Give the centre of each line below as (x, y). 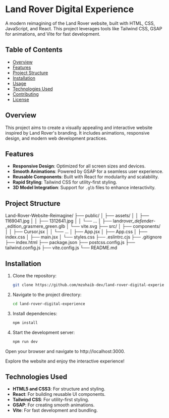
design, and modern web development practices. (56, 138)
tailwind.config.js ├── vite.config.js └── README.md (61, 248)
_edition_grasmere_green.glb (35, 226)
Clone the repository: (35, 276)
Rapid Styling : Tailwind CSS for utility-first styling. (65, 182)
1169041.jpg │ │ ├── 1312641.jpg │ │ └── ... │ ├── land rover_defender (79, 221)
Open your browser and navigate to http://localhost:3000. (65, 351)
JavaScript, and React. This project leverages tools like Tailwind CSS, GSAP (84, 28)
